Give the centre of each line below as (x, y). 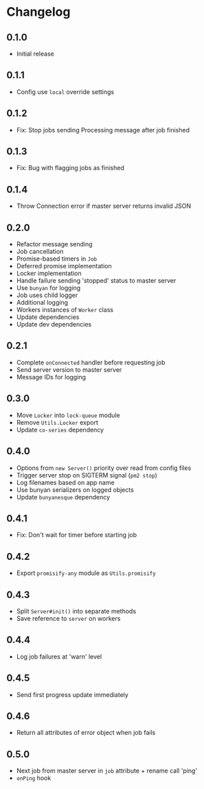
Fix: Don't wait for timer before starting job (77, 535)
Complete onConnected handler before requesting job (91, 362)
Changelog (38, 12)
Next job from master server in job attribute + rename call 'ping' (107, 771)
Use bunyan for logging (48, 288)
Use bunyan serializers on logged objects (75, 490)
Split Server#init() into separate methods (76, 611)
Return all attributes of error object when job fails (86, 733)
